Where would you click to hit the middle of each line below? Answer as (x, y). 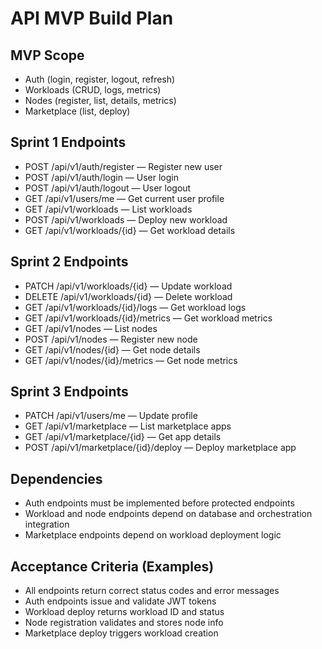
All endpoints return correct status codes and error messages (152, 591)
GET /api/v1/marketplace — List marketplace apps (128, 426)
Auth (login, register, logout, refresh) (100, 79)
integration (47, 524)
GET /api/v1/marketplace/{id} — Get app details (123, 437)
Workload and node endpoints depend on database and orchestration (168, 514)
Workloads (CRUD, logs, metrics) (93, 90)
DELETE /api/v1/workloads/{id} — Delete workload (128, 296)
